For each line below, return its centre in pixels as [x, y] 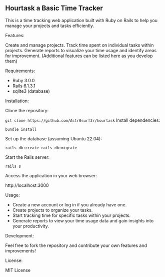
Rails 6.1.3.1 [24, 86]
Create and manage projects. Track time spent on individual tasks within [79, 45]
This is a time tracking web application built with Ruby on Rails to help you [81, 20]
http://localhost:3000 [27, 185]
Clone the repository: [27, 110]
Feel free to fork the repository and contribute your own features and [76, 245]
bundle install [21, 129]
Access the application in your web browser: [51, 175]
